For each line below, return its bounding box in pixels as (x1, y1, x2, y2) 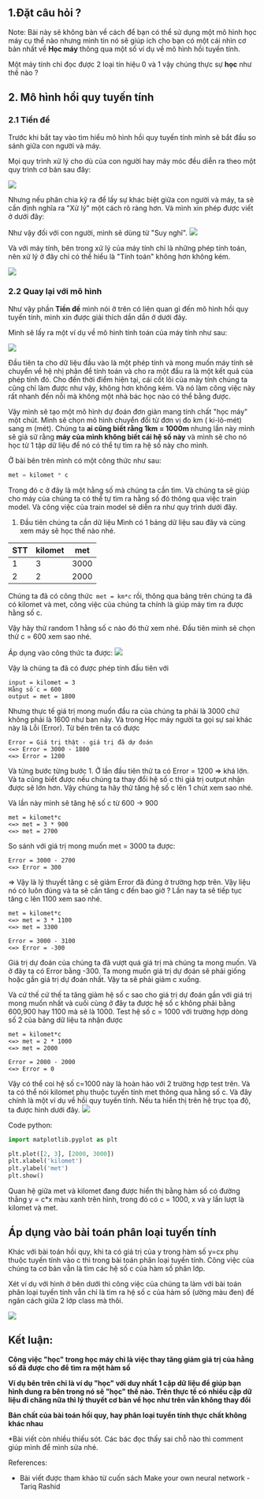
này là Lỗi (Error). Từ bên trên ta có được (8, 723, 140, 732)
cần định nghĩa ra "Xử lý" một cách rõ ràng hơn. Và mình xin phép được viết (8, 203, 254, 213)
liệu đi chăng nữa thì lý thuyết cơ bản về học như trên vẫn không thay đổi (8, 1395, 251, 1404)
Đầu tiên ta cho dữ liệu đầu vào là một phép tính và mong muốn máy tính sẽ (8, 357, 254, 367)
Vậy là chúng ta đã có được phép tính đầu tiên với (8, 663, 169, 673)
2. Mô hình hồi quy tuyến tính (8, 91, 154, 104)
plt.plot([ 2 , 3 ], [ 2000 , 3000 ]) (8, 1150, 114, 1157)
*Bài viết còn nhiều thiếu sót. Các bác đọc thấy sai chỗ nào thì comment (8, 1434, 244, 1444)
